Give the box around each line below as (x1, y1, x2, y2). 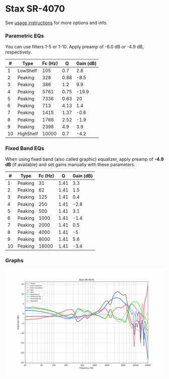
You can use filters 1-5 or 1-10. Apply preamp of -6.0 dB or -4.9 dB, (5, 44, 144, 50)
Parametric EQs (5, 32, 44, 39)
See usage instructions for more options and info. (5, 20, 108, 26)
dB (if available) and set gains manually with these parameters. (5, 162, 136, 168)
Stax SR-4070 (5, 3, 65, 15)
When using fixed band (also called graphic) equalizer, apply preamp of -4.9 (5, 156, 164, 162)
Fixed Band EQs (5, 145, 44, 152)
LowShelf (17, 68, 37, 74)
